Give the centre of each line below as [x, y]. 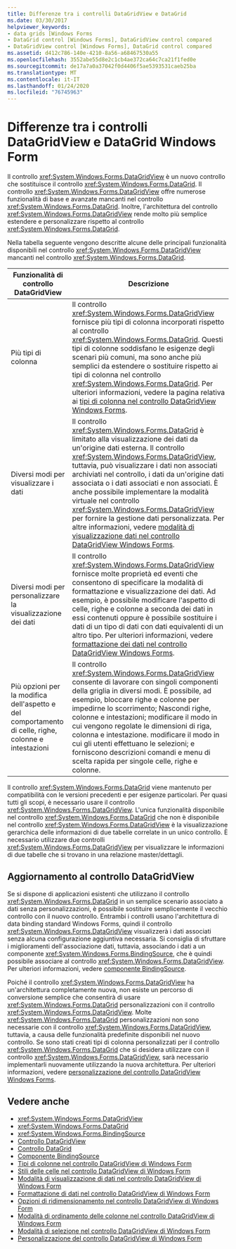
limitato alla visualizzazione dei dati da [135, 439]
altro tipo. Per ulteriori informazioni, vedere [143, 636]
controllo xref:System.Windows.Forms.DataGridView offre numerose [106, 192]
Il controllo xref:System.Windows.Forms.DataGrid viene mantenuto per [110, 787]
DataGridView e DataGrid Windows [112, 142]
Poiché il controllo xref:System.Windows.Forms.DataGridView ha [101, 982]
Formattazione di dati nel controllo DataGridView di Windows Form [114, 1193]
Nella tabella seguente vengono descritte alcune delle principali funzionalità [117, 243]
